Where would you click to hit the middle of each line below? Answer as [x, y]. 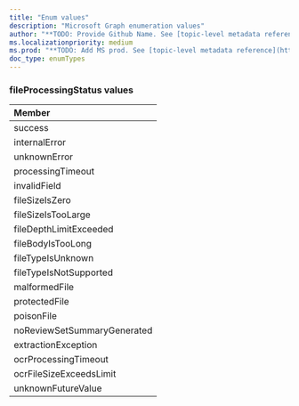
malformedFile [44, 288]
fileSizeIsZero [42, 200]
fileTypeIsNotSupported [64, 272]
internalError [40, 142]
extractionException [56, 345]
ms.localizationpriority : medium [71, 42]
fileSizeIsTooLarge [52, 215]
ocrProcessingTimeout [61, 360]
